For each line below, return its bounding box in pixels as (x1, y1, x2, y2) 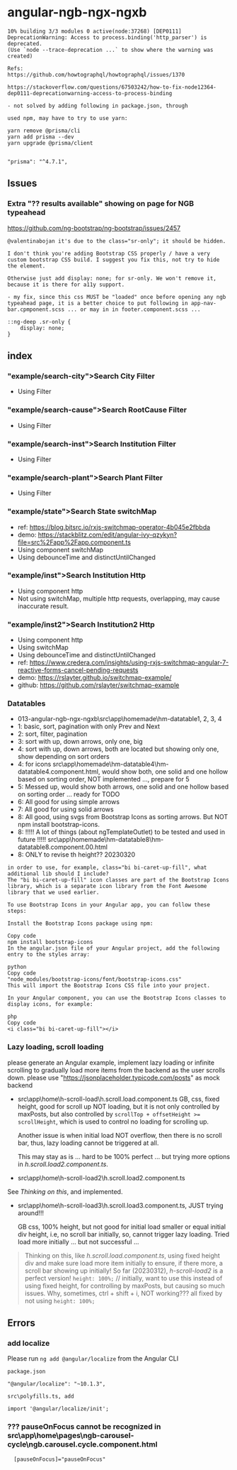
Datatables (7, 698, 46, 708)
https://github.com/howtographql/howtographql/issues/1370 (7, 71, 185, 78)
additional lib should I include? (7, 870, 110, 877)
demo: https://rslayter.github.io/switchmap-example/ (17, 674, 172, 682)
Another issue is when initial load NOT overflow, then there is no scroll (17, 1131, 222, 1139)
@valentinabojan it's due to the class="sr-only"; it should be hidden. (7, 237, 226, 245)
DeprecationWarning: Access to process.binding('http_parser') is (7, 33, 207, 41)
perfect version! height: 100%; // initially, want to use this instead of (24, 1273, 223, 1282)
